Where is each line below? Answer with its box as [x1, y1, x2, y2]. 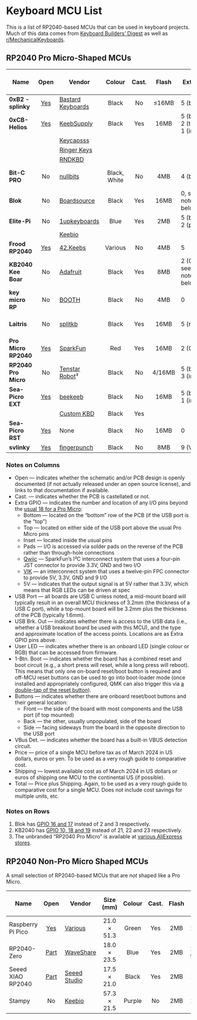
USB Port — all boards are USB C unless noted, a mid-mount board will [14, 593, 186, 600]
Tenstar [59, 364, 80, 373]
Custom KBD [59, 410, 95, 418]
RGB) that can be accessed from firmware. [14, 649, 118, 656]
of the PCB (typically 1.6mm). [14, 612, 85, 619]
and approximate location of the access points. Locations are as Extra [14, 630, 184, 637]
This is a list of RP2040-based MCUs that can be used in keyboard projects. [6, 24, 190, 31]
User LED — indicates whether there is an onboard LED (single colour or [14, 643, 189, 650]
